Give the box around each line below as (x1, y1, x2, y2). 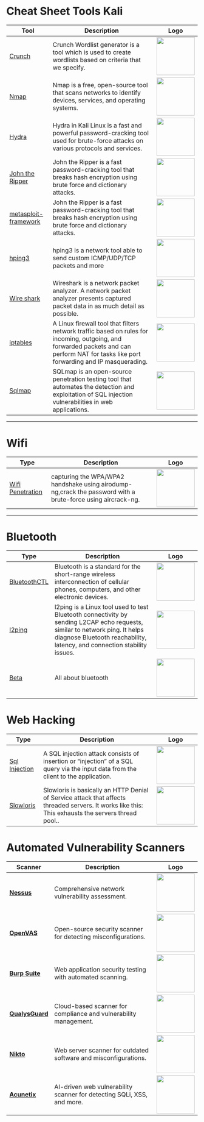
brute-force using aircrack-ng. (51, 495, 140, 503)
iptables (9, 338, 32, 347)
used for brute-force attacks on (52, 136, 144, 144)
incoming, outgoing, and (52, 334, 122, 343)
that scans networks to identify (52, 88, 141, 97)
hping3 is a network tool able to (52, 246, 143, 254)
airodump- (101, 480, 132, 488)
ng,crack (51, 488, 76, 496)
